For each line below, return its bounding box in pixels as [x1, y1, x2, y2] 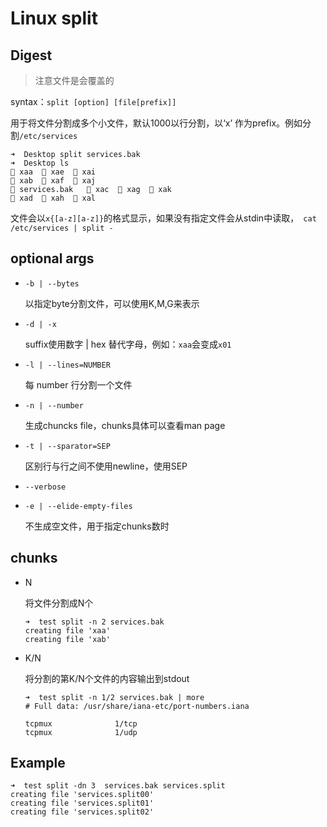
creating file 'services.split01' [10, 798, 155, 809]
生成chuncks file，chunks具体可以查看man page [24, 419, 226, 431]
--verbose [24, 482, 67, 492]
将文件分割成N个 [24, 597, 94, 609]
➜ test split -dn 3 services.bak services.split [10, 781, 226, 791]
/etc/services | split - [10, 223, 114, 233]
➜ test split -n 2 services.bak [24, 617, 165, 627]
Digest [10, 47, 53, 64]
